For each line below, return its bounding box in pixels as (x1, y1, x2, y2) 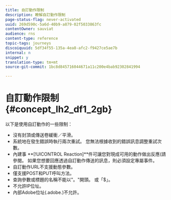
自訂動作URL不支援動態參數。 (12, 164, 76, 170)
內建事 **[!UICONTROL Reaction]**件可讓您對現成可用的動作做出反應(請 (12, 151, 166, 157)
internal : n (5, 50, 31, 55)
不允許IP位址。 (12, 183, 44, 189)
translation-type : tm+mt (5, 60, 58, 65)
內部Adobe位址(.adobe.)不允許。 (12, 189, 82, 195)
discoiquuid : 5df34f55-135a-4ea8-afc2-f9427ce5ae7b (5, 45, 117, 51)
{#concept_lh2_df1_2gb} (5, 104, 112, 115)
